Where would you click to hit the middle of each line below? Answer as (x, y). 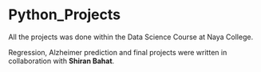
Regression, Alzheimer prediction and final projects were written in (118, 52)
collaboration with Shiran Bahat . (61, 61)
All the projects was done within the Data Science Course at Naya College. (131, 37)
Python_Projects (65, 15)
